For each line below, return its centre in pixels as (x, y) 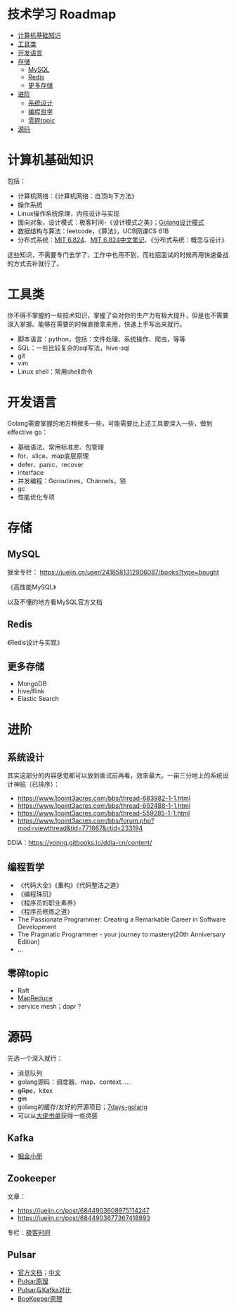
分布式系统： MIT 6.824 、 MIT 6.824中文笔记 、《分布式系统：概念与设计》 (123, 240)
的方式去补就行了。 (35, 263)
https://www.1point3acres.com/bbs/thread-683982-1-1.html (104, 799)
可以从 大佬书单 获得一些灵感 (58, 1115)
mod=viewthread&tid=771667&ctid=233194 (80, 828)
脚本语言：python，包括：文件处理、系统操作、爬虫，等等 (101, 339)
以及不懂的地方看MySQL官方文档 (55, 602)
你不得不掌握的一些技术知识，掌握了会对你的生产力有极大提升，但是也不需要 (118, 315)
